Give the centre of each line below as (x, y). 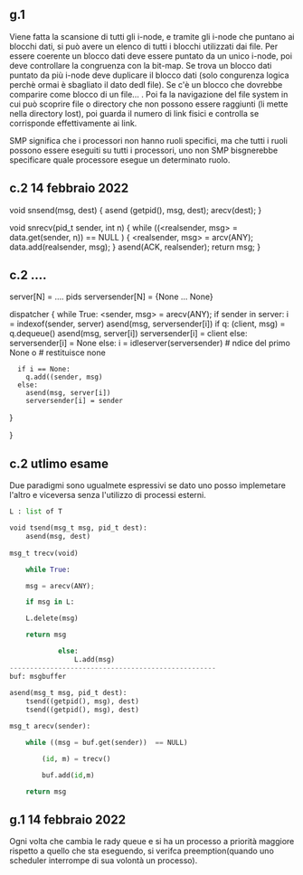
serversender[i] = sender (75, 401)
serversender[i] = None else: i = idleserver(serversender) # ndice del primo (150, 343)
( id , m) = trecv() (76, 758)
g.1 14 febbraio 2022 (68, 819)
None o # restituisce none (57, 353)
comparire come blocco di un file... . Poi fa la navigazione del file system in (149, 94)
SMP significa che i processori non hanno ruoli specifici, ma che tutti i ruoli (148, 140)
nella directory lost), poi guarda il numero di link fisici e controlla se (134, 113)
